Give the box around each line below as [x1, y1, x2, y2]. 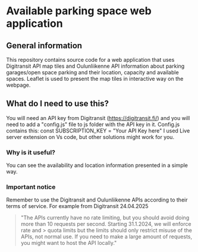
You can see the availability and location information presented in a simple [6, 162, 188, 169]
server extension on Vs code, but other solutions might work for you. [6, 133, 174, 140]
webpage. [6, 81, 31, 89]
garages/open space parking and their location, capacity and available [6, 69, 180, 75]
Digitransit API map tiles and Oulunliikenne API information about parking [6, 62, 185, 70]
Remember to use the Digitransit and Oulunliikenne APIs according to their [6, 196, 188, 203]
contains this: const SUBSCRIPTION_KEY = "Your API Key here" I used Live [6, 127, 190, 134]
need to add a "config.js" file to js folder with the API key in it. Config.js [6, 121, 180, 128]
